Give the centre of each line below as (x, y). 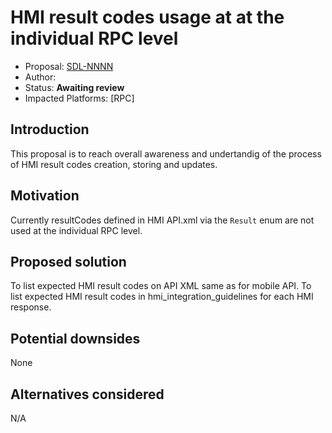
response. (31, 307)
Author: (40, 77)
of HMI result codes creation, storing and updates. (114, 164)
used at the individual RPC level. (76, 230)
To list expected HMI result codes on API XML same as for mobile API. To (161, 286)
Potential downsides (75, 338)
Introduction (50, 129)
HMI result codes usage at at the (147, 17)
